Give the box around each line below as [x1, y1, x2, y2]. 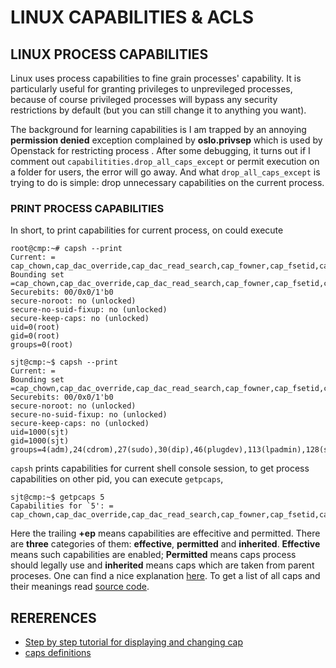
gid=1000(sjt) [10, 436, 70, 446]
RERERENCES [10, 609, 97, 626]
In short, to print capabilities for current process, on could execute [10, 224, 284, 236]
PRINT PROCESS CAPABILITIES [10, 201, 165, 215]
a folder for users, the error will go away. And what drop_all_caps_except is [10, 166, 321, 178]
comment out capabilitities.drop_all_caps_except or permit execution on [10, 156, 320, 167]
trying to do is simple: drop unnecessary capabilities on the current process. [10, 177, 325, 188]
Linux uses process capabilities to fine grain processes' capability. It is [10, 72, 302, 84]
